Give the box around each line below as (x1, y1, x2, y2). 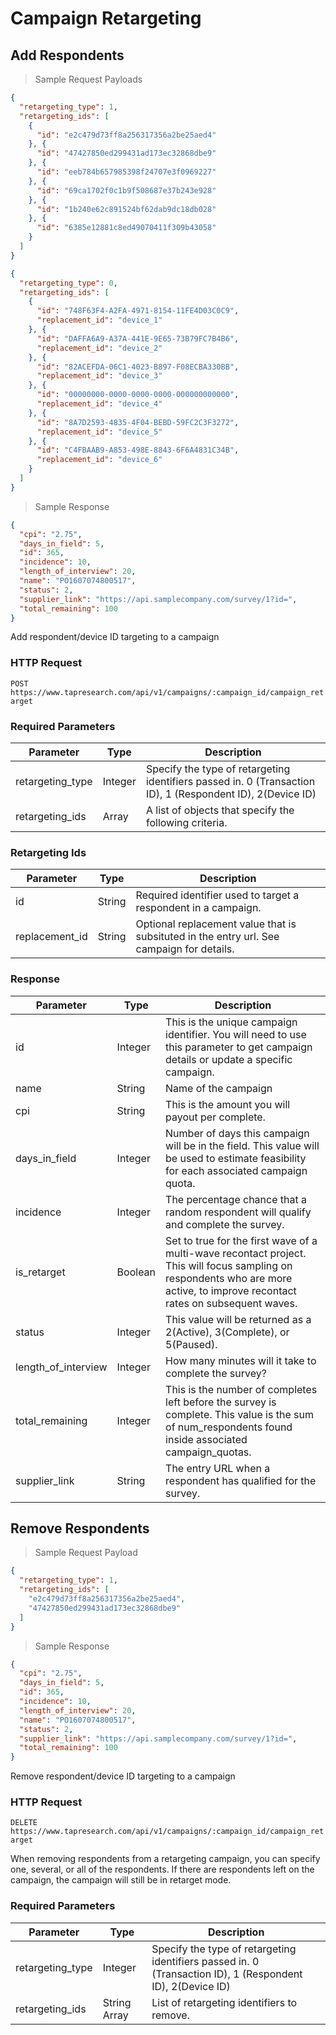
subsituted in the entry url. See (135, 930, 280, 944)
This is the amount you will (165, 1097, 291, 1111)
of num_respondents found (165, 1420, 293, 1434)
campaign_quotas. (165, 1445, 252, 1459)
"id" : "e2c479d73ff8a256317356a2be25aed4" (36, 130, 217, 140)
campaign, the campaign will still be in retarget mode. (10, 1874, 232, 1886)
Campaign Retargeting (10, 7, 202, 30)
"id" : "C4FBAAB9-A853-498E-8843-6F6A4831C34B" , (36, 445, 240, 456)
